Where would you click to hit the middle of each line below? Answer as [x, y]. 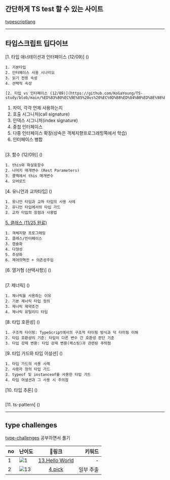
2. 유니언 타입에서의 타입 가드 [33, 207]
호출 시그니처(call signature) [41, 114]
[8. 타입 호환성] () [23, 322]
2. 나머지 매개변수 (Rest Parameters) [42, 170]
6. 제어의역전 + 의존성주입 [30, 260]
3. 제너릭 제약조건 [22, 306]
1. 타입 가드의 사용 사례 [28, 364]
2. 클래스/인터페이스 [24, 238]
